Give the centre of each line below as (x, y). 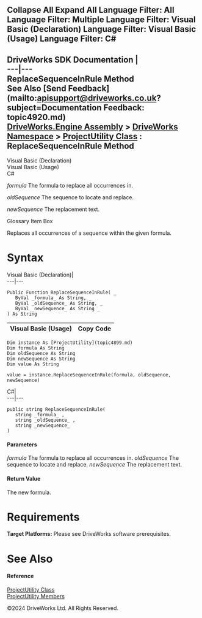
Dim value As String (33, 364)
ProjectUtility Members (36, 596)
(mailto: (22, 98)
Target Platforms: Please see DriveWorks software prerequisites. (89, 534)
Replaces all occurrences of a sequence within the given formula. (89, 233)
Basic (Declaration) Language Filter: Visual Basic (102, 29)
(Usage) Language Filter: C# (62, 39)
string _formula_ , (40, 415)
